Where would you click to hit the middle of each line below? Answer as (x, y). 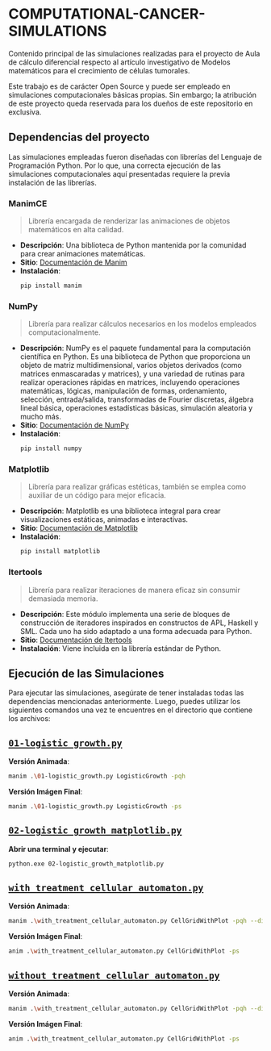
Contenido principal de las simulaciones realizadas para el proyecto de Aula (134, 53)
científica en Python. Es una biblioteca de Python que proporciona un (135, 357)
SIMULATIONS (58, 31)
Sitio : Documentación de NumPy (74, 425)
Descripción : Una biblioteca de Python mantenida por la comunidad (133, 245)
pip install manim (51, 286)
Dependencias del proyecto (79, 138)
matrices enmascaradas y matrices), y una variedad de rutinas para (132, 374)
